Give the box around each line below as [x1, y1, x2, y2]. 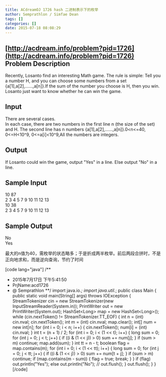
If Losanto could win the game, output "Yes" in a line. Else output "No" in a [5, 159, 158, 165]
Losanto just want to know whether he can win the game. [5, 88, 122, 94]
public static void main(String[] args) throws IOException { [12, 293, 131, 299]
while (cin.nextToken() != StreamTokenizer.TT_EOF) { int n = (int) [12, 314, 144, 320]
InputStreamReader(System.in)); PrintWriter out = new [12, 303, 123, 309]
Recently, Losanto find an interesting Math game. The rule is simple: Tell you [5, 72, 161, 78]
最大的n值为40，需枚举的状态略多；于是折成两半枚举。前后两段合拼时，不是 [5, 250, 161, 256]
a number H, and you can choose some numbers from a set [5, 78, 127, 84]
